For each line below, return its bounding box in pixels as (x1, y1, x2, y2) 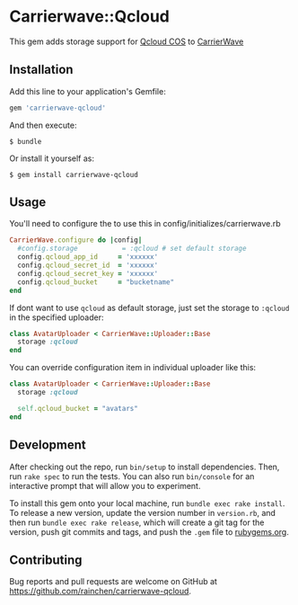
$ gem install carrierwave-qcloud (9, 170, 139, 179)
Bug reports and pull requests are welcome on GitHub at (9, 576, 218, 587)
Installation (9, 62, 74, 77)
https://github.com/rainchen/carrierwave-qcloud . (9, 586, 191, 597)
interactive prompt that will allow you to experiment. (9, 480, 201, 491)
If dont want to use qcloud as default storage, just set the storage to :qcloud (9, 302, 290, 313)
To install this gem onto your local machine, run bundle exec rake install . (9, 497, 285, 509)
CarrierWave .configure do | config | (9, 236, 143, 245)
